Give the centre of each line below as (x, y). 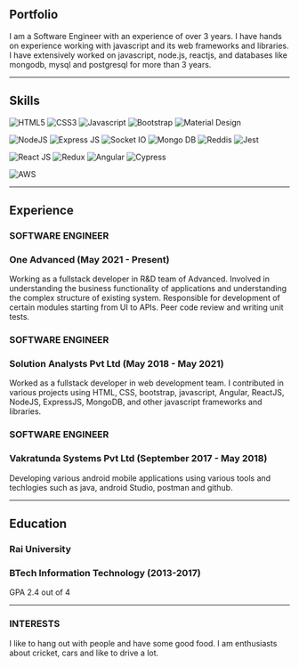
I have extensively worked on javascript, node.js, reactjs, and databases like (148, 55)
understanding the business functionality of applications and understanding (148, 289)
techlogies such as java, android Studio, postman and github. (121, 487)
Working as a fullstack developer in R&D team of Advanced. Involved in (139, 279)
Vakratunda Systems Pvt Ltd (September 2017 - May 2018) (138, 459)
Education (38, 524)
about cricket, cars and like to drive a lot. (84, 653)
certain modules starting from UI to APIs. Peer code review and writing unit (146, 307)
